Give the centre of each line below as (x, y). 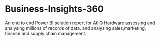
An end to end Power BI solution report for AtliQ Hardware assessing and (80, 23)
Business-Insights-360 (54, 9)
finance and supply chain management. (46, 33)
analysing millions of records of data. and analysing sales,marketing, (76, 28)
